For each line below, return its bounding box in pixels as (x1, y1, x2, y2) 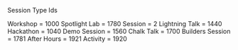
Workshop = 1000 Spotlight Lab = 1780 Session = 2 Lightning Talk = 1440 (7, 20, 222, 27)
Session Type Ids (7, 6, 58, 14)
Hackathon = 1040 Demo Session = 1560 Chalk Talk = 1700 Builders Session (7, 27, 231, 35)
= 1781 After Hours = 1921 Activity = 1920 (7, 35, 128, 43)
